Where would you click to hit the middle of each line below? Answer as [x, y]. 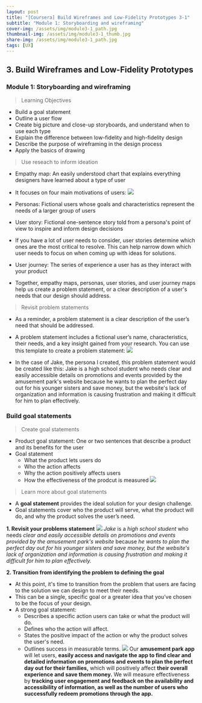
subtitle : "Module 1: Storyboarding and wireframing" [75, 23]
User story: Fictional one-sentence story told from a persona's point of [103, 222]
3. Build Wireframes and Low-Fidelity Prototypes [100, 70]
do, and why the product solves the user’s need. [75, 516]
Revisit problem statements [55, 307]
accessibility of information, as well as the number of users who [106, 687]
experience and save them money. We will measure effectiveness [107, 674]
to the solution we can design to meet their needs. [77, 590]
